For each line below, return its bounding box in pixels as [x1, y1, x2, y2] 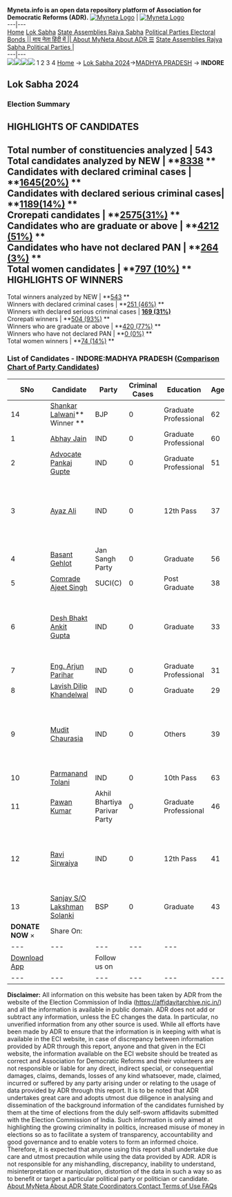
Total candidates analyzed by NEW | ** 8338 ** [7, 155, 216, 167]
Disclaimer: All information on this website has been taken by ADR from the [7, 990, 222, 999]
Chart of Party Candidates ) [7, 363, 100, 372]
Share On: [50, 926, 83, 935]
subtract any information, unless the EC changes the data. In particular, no [7, 1012, 219, 1020]
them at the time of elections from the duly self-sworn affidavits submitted [7, 1108, 219, 1117]
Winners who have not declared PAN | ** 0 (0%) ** [7, 329, 153, 338]
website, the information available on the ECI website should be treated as [7, 1049, 218, 1058]
